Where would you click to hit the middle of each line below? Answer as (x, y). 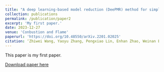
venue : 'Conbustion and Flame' (37, 32)
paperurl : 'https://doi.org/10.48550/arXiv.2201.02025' (63, 37)
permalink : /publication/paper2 (38, 18)
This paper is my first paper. (33, 55)
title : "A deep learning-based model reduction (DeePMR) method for (76, 9)
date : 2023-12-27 (23, 28)
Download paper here (27, 64)
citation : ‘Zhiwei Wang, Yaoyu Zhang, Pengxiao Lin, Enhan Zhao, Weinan (81, 41)
